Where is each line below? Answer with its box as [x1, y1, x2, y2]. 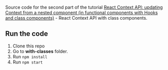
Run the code [5, 30, 48, 38]
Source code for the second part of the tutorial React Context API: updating [5, 5, 163, 10]
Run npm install [12, 53, 48, 59]
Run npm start [12, 59, 43, 65]
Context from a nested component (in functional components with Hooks [5, 10, 158, 16]
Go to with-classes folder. [12, 48, 69, 54]
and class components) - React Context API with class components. [5, 15, 148, 21]
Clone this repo [12, 43, 45, 49]
